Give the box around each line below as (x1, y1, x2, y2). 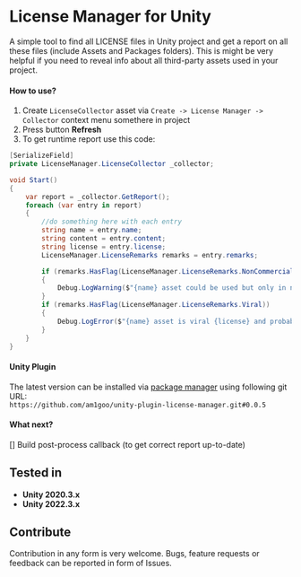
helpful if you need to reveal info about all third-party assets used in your (9, 55, 279, 66)
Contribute (9, 525, 72, 539)
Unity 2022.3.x (21, 498, 81, 509)
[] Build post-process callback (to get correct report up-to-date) (9, 439, 246, 450)
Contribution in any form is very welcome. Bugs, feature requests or (9, 548, 260, 559)
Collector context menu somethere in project (21, 115, 191, 126)
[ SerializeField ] (9, 151, 74, 161)
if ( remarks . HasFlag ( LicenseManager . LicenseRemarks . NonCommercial (41, 267, 295, 275)
